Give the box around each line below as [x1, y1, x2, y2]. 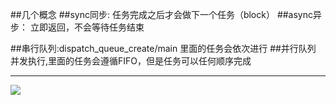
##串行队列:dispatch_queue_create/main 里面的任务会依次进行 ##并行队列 [10, 43, 317, 54]
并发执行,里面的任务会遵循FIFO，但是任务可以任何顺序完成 [10, 55, 252, 67]
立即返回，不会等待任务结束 [29, 21, 145, 33]
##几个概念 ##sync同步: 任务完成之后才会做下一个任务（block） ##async [10, 9, 313, 20]
